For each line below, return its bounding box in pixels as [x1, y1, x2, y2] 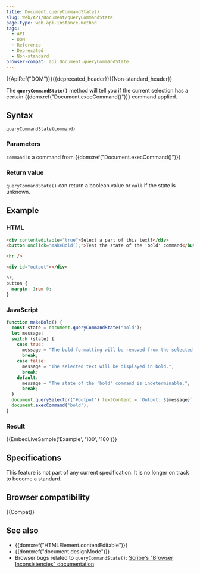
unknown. [6, 188, 31, 195]
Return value [6, 168, 44, 177]
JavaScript [6, 306, 39, 314]
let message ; [11, 330, 44, 336]
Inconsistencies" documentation [14, 560, 95, 568]
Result [6, 422, 26, 430]
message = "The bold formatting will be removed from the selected [21, 347, 193, 353]
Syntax [6, 110, 33, 120]
